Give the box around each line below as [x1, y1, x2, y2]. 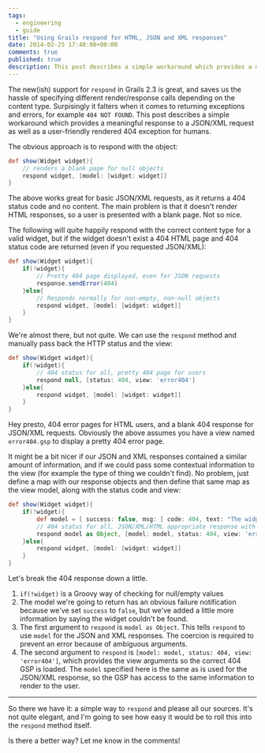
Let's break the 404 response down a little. [8, 574, 148, 583]
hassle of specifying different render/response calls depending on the [8, 92, 235, 103]
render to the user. [19, 681, 80, 691]
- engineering [15, 19, 62, 27]
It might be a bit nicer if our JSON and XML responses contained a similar [8, 451, 247, 462]
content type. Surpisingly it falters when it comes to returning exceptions [8, 101, 245, 111]
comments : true [8, 48, 58, 56]
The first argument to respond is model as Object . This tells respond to [19, 623, 246, 631]
